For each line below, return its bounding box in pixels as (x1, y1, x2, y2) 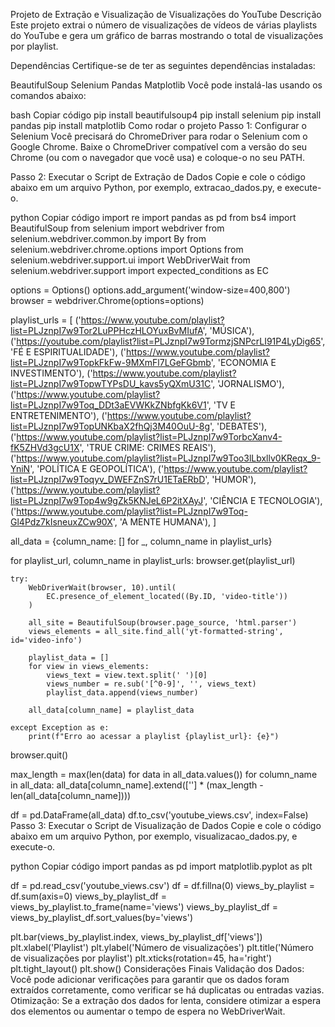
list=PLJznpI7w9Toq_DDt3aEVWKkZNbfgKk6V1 (10, 399, 207, 411)
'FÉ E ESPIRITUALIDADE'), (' (10, 346, 127, 358)
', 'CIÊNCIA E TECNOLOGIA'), (203, 495, 323, 506)
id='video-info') (10, 635, 83, 645)
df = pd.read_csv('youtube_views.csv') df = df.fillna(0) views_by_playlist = (10, 880, 316, 891)
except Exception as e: (10, 723, 110, 733)
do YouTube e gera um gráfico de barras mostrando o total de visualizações (10, 30, 324, 41)
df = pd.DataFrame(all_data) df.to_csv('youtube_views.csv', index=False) (10, 809, 309, 821)
